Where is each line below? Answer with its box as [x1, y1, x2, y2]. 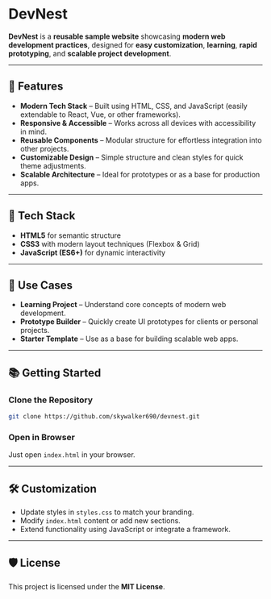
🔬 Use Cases [8, 278, 73, 292]
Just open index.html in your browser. [8, 450, 135, 460]
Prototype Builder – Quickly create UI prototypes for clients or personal [19, 317, 259, 327]
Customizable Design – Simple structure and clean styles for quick [19, 152, 244, 162]
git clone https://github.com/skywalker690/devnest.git [8, 413, 200, 421]
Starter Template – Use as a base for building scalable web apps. [19, 334, 239, 343]
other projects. [19, 144, 69, 153]
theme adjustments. [19, 160, 86, 170]
